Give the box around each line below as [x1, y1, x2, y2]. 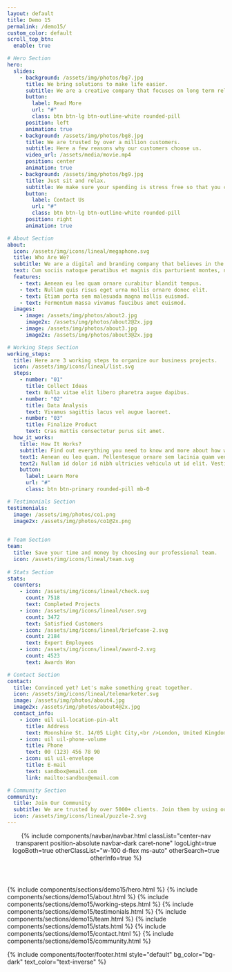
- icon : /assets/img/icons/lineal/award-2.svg [19, 646, 156, 653]
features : [13, 274, 41, 281]
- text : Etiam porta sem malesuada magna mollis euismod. [19, 292, 190, 300]
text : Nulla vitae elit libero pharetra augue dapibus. [25, 389, 190, 396]
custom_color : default [7, 29, 72, 37]
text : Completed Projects [25, 601, 100, 608]
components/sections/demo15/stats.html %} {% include [7, 922, 166, 930]
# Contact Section [7, 671, 60, 678]
